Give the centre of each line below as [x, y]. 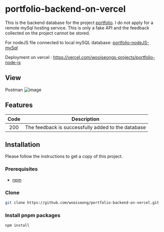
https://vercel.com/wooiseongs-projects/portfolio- [104, 57]
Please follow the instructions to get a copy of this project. [64, 156]
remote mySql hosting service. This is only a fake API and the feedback [77, 27]
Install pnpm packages [33, 215]
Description [85, 119]
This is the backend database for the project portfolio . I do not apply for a [79, 23]
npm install [17, 226]
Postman [14, 90]
